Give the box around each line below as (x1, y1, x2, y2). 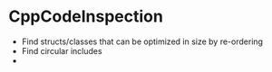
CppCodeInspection (8, 6, 164, 27)
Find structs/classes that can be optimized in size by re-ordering (21, 36, 264, 47)
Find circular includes (21, 45, 102, 56)
